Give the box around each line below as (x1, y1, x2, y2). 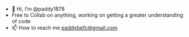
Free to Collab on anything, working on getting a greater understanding (11, 12, 183, 18)
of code (11, 18, 31, 24)
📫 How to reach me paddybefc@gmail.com (11, 24, 118, 31)
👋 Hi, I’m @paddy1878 (11, 6, 65, 12)
